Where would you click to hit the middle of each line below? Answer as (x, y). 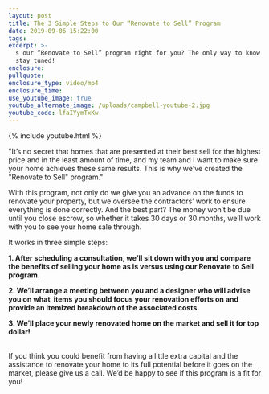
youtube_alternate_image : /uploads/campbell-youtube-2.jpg (109, 105)
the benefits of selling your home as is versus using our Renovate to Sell (131, 267)
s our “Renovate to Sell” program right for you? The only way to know (138, 53)
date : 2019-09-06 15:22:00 (53, 31)
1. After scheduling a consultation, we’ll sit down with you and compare (130, 258)
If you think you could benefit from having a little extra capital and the (123, 356)
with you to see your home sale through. (75, 227)
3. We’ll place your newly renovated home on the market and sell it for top (134, 323)
